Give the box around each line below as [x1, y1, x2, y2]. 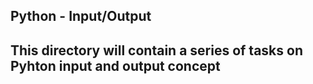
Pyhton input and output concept [10, 57, 221, 74]
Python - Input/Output [10, 8, 152, 25]
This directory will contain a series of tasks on [10, 42, 303, 59]
